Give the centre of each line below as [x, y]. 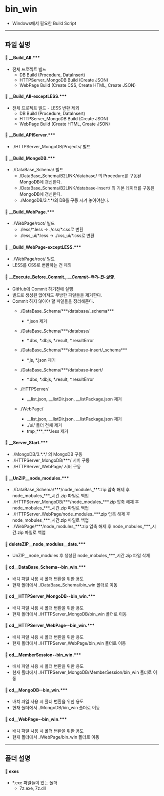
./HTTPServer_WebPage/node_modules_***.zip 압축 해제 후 [71, 514]
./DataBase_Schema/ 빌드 [38, 170]
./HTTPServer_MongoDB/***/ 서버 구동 [51, 460]
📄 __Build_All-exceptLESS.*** [36, 96]
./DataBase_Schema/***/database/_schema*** [67, 311]
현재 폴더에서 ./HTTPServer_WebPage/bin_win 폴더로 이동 [69, 643]
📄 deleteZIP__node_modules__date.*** [45, 544]
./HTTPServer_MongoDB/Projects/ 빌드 [51, 146]
